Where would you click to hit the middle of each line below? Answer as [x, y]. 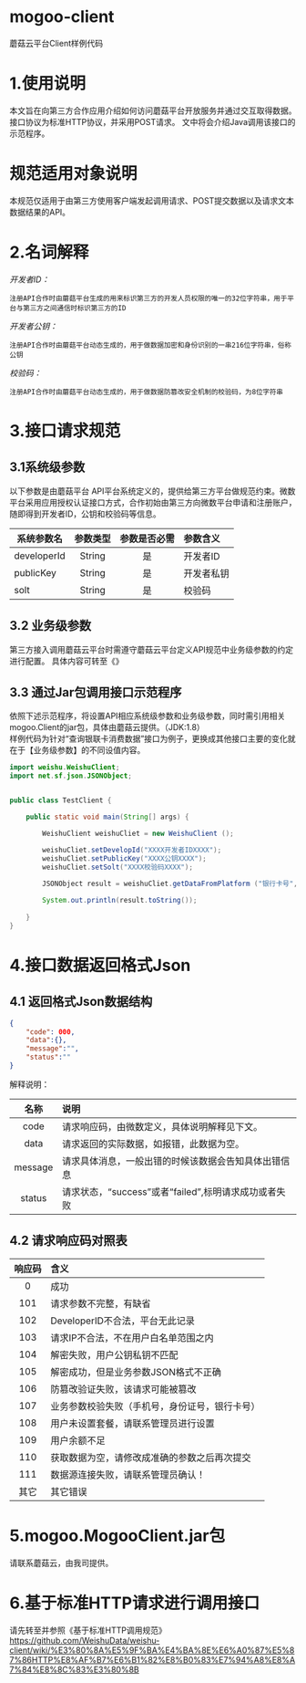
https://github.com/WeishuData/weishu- [85, 1640]
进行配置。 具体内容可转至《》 [66, 661]
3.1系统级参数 [47, 467]
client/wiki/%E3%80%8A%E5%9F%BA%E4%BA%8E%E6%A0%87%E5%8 [152, 1650]
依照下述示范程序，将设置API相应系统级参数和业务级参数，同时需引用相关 [148, 716]
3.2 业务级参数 [51, 626]
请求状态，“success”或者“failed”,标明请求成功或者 [169, 1191]
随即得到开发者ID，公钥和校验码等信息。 [85, 514]
